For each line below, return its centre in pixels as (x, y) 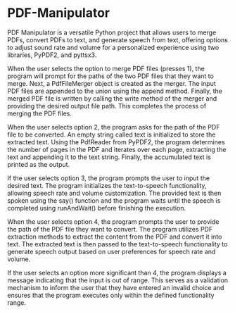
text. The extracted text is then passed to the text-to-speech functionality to (118, 244)
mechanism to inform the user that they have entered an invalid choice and (116, 287)
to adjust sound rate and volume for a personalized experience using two (113, 47)
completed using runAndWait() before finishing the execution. (97, 208)
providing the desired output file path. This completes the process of (107, 106)
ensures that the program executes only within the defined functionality (111, 295)
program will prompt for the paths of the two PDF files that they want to (111, 76)
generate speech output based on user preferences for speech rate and (112, 251)
